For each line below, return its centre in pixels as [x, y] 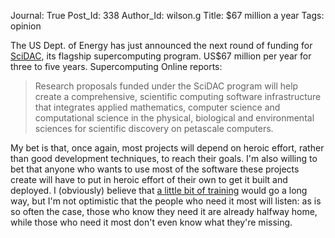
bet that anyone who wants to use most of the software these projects [155, 169]
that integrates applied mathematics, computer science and [157, 107]
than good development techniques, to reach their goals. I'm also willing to [164, 158]
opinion [26, 26]
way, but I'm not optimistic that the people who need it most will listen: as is [166, 201]
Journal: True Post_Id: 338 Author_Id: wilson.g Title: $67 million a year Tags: [167, 15]
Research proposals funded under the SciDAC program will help [166, 86]
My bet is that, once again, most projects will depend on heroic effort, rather [167, 148]
